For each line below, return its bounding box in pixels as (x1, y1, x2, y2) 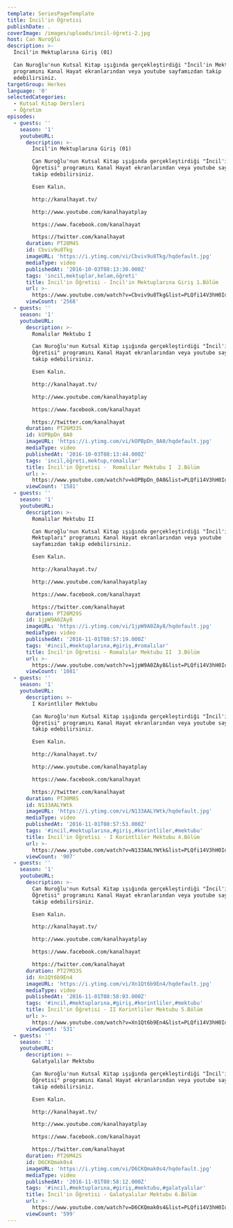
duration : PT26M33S (25, 425, 82, 432)
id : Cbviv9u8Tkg (25, 247, 73, 254)
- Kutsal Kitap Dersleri (13, 100, 85, 108)
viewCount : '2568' (25, 298, 79, 306)
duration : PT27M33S (25, 967, 82, 974)
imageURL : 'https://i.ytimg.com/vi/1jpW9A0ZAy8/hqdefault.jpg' (25, 623, 213, 630)
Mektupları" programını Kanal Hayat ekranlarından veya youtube (32, 534, 222, 542)
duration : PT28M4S (25, 240, 79, 247)
